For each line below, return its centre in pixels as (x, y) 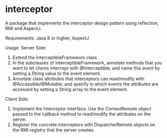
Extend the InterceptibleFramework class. (55, 57)
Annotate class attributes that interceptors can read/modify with (78, 78)
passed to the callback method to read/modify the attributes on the (81, 114)
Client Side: (17, 99)
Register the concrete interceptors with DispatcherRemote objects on (84, 124)
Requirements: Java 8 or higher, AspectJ (47, 38)
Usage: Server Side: (26, 47)
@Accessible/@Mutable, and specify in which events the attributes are (85, 84)
